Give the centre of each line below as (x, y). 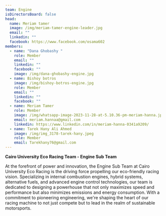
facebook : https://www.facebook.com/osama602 (57, 42)
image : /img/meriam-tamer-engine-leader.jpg (56, 28)
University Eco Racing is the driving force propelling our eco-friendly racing (82, 171)
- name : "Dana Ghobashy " (36, 51)
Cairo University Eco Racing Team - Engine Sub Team (61, 157)
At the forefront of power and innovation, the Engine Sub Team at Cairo (77, 166)
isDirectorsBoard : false (31, 14)
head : (11, 19)
